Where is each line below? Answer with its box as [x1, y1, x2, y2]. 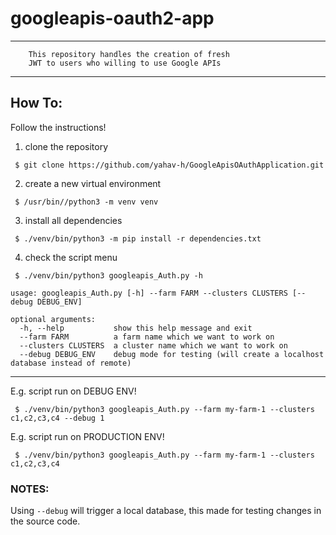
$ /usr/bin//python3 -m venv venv [14, 197, 159, 207]
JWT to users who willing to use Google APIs [28, 58, 222, 68]
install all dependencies [24, 214, 123, 226]
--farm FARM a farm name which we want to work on [19, 332, 275, 342]
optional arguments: [10, 314, 97, 324]
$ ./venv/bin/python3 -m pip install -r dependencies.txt [14, 233, 262, 244]
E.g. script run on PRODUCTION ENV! [10, 430, 165, 442]
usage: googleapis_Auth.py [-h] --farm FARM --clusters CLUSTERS [10, 288, 288, 298]
